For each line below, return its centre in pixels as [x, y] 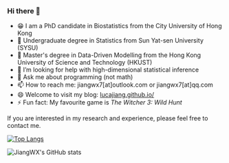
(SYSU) [28, 48]
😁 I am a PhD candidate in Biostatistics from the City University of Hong [119, 26]
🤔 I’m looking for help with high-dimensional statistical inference [108, 70]
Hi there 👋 [24, 11]
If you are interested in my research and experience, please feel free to [108, 118]
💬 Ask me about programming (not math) [75, 77]
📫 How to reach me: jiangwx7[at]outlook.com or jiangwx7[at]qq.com [115, 85]
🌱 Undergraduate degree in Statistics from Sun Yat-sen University [110, 41]
